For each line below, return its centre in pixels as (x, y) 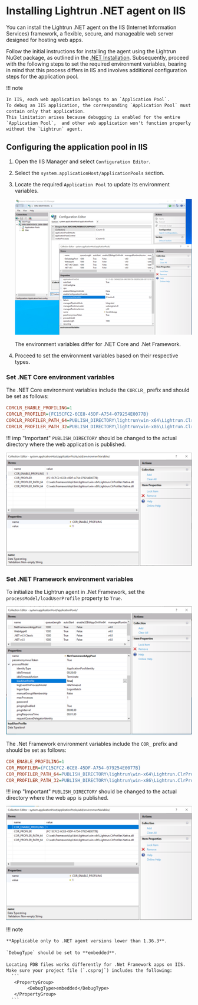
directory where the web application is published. (66, 444)
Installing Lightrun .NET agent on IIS (96, 11)
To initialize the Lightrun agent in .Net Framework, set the (76, 592)
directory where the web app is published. (57, 798)
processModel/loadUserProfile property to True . (64, 598)
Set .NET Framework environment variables (70, 579)
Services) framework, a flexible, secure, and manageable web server (90, 33)
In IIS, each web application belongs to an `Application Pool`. (88, 99)
